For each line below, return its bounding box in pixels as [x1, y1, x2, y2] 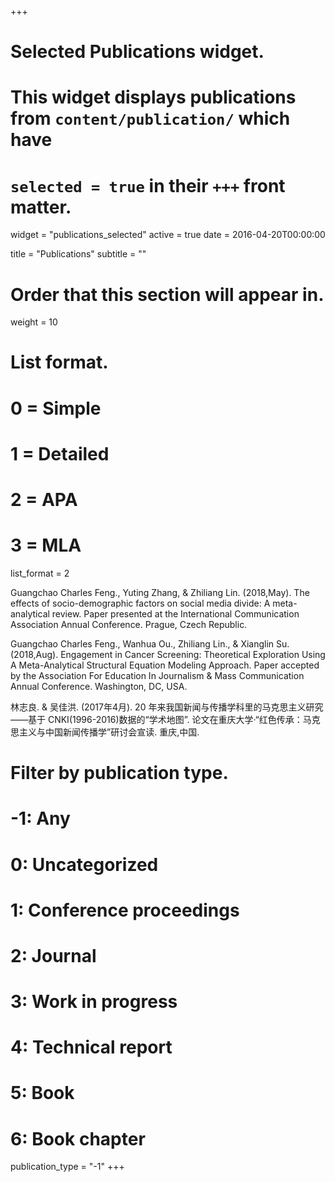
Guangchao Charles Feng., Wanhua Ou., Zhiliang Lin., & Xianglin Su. [10, 637, 290, 650]
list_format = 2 [10, 567, 70, 579]
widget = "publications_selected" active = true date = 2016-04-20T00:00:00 [10, 229, 326, 241]
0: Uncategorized [10, 853, 159, 876]
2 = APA [10, 489, 78, 511]
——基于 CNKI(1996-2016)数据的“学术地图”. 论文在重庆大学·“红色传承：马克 [10, 713, 321, 725]
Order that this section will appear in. [10, 283, 325, 306]
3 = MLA [10, 534, 82, 557]
